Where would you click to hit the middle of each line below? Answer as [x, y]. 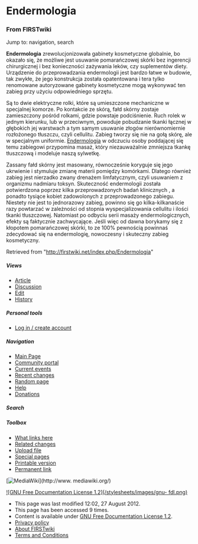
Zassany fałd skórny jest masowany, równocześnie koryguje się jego [90, 165]
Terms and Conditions [42, 535]
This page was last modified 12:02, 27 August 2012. [77, 503]
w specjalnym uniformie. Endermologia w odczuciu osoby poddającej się [95, 141]
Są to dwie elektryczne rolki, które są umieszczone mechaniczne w [88, 103]
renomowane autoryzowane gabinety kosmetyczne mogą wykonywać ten [96, 85]
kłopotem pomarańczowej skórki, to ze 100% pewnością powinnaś [87, 228]
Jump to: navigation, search [40, 42]
